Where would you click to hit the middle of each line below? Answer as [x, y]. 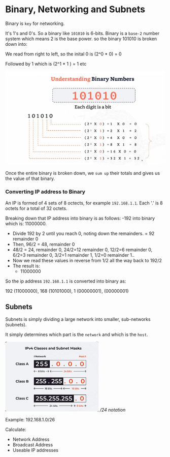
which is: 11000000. [26, 223]
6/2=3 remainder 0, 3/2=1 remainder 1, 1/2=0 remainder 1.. [74, 255]
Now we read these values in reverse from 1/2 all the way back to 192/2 [87, 260]
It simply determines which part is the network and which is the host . [77, 334]
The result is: [26, 266]
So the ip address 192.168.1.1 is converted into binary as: [66, 281]
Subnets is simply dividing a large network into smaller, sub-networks [78, 319]
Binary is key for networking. [35, 23]
